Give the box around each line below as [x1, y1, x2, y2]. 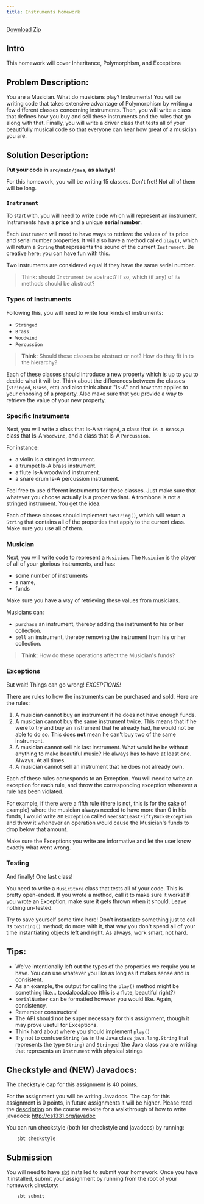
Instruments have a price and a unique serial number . [6, 218, 142, 226]
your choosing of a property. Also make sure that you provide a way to [6, 390, 183, 397]
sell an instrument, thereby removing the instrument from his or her [15, 633, 186, 641]
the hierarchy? [21, 358, 58, 366]
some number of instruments [15, 572, 88, 580]
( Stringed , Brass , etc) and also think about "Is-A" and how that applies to [6, 383, 189, 391]
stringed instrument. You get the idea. [6, 500, 102, 507]
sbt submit [17, 1194, 45, 1200]
